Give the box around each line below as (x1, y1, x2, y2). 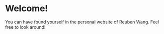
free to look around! (5, 24, 46, 30)
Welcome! (5, 3, 48, 14)
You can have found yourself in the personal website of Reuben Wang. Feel (5, 19, 159, 25)
